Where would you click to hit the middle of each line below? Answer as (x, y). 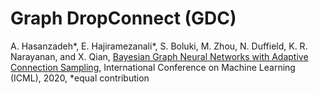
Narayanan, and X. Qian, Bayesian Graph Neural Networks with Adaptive (159, 56)
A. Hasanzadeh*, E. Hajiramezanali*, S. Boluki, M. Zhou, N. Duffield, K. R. (159, 46)
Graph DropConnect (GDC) (123, 18)
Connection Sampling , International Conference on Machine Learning (153, 67)
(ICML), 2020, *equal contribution (80, 78)
